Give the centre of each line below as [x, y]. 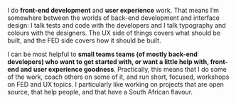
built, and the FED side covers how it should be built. [84, 40]
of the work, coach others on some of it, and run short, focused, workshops [118, 77]
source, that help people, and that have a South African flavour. [100, 92]
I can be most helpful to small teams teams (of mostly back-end [102, 54]
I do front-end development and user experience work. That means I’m [113, 10]
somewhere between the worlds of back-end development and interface [114, 18]
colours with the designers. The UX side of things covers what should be [114, 33]
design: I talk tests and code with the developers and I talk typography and [117, 25]
